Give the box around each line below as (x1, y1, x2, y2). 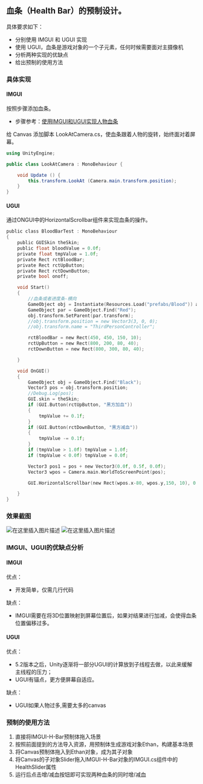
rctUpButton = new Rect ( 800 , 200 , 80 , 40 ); (28, 341, 139, 347)
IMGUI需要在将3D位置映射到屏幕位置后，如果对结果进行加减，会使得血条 (14, 611, 197, 619)
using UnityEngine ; (6, 150, 56, 156)
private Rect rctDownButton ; (17, 268, 91, 274)
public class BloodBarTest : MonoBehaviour (6, 228, 118, 234)
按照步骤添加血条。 (6, 105, 54, 112)
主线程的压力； (14, 668, 53, 676)
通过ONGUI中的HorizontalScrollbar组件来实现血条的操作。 (6, 216, 151, 224)
